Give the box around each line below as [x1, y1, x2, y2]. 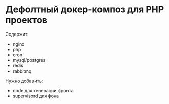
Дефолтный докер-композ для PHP [5, 4, 164, 15]
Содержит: [5, 31, 29, 37]
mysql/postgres [12, 57, 46, 63]
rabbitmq [12, 67, 32, 74]
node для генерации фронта [12, 87, 74, 93]
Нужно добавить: [5, 78, 43, 84]
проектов [5, 14, 47, 26]
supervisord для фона [12, 93, 59, 99]
